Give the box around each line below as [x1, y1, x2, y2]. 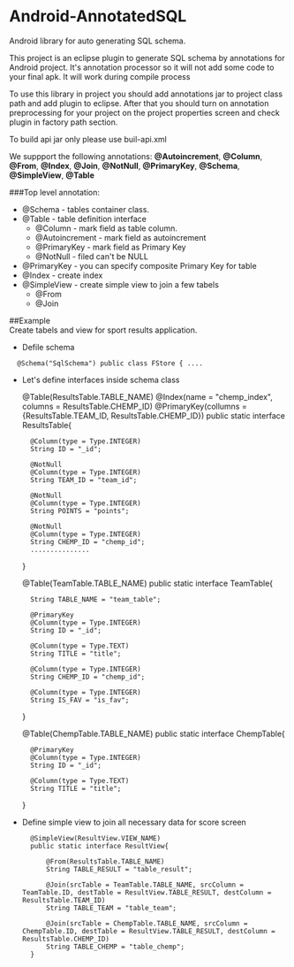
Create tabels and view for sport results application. [9, 325, 198, 335]
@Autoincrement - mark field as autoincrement [34, 232, 207, 242]
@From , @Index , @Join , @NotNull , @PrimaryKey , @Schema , [9, 160, 240, 171]
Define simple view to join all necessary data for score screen [21, 817, 247, 827]
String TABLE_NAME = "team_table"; [30, 595, 162, 603]
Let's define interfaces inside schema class [21, 374, 180, 385]
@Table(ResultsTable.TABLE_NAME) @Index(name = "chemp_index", [21, 391, 274, 402]
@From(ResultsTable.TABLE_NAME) [45, 856, 165, 866]
